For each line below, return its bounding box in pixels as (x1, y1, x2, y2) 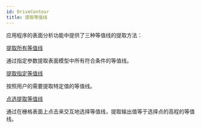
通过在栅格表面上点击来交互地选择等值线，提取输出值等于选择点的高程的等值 (6, 108, 195, 115)
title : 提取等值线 (6, 14, 48, 20)
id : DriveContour (6, 8, 50, 15)
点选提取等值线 (6, 95, 43, 102)
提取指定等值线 (6, 69, 43, 77)
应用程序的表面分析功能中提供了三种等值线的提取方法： (6, 31, 142, 39)
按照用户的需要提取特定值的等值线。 (6, 82, 96, 90)
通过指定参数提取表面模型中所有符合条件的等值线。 (6, 57, 132, 64)
